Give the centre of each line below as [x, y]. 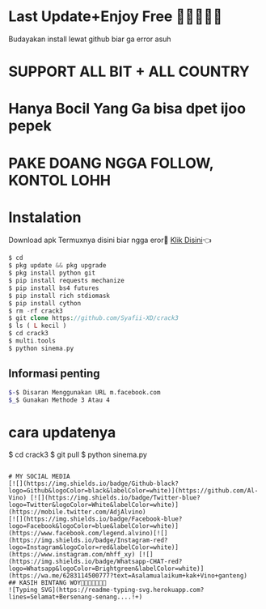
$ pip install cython [45, 303]
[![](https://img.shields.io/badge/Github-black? [94, 484]
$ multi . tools [32, 341]
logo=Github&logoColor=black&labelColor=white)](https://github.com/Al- [133, 491]
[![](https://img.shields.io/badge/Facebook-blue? [95, 519]
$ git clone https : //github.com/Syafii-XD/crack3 [94, 318]
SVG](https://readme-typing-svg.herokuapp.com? [122, 590]
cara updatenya [62, 432]
